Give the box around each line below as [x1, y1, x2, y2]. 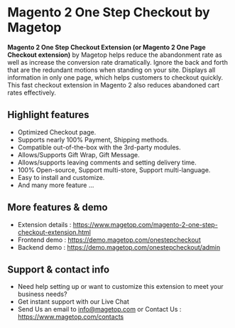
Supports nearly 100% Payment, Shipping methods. [17, 135, 169, 144]
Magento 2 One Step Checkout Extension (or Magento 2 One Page [7, 43, 206, 51]
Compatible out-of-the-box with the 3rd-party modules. [17, 143, 181, 152]
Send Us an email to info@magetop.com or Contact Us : [17, 305, 182, 314]
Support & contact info [7, 263, 110, 275]
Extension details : [17, 220, 72, 228]
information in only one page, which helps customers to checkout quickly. [7, 73, 224, 82]
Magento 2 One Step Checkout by [7, 4, 211, 21]
